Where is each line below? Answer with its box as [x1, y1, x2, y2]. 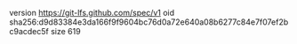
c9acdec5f [9, 26, 49, 36]
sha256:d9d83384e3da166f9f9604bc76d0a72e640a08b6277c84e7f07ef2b [9, 17, 289, 27]
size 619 [50, 26, 82, 36]
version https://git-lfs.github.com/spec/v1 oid [9, 8, 175, 18]
